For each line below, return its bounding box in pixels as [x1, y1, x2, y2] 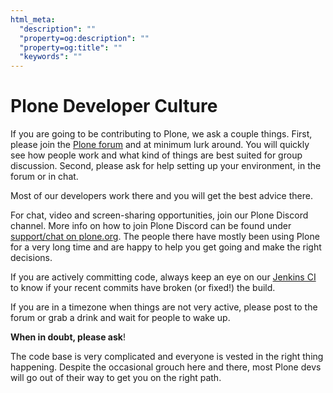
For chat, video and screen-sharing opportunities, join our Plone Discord [10, 209, 309, 221]
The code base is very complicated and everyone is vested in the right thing [10, 351, 324, 363]
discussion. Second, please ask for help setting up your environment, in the [10, 160, 322, 172]
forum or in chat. [10, 171, 79, 183]
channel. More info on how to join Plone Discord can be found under [10, 220, 292, 232]
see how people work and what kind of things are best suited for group [10, 149, 303, 161]
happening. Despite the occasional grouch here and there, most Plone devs [10, 361, 322, 373]
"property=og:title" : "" [19, 42, 123, 53]
